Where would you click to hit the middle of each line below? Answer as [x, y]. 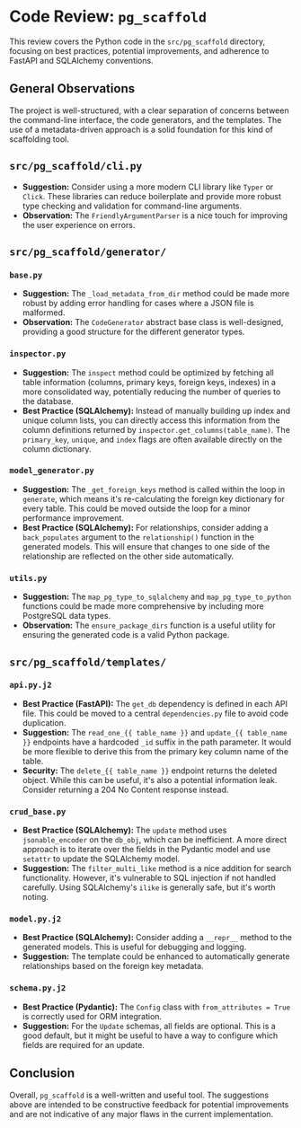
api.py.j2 [31, 685]
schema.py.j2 [38, 988]
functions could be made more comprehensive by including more [143, 606]
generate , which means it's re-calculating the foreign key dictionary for [153, 498]
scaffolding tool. [39, 139]
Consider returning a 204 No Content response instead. [125, 789]
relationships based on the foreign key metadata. [113, 966]
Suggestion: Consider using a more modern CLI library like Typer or [148, 187]
